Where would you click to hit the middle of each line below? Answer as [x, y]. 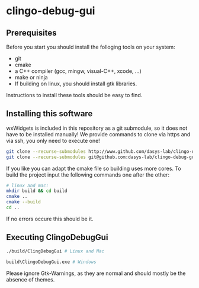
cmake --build [24, 202]
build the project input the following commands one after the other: [88, 175]
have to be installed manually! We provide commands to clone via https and [98, 134]
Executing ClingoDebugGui [57, 237]
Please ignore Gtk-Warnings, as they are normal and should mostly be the [96, 273]
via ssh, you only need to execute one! [53, 140]
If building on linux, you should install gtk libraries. [76, 84]
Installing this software [49, 114]
